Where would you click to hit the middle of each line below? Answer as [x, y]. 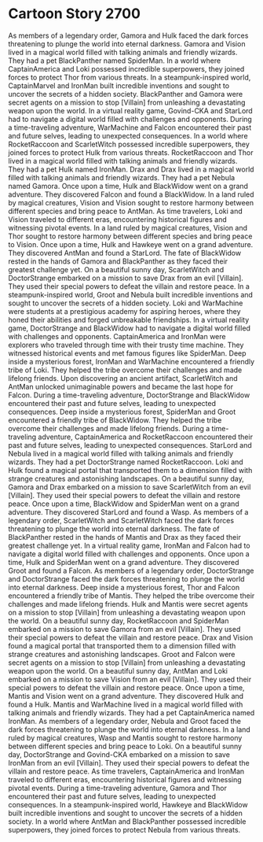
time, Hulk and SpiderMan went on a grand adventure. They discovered [124, 562]
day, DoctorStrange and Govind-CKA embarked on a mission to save [119, 754]
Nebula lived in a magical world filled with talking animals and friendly [121, 453]
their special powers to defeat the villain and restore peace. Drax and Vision [131, 637]
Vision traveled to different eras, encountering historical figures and [117, 219]
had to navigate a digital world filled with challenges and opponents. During [130, 119]
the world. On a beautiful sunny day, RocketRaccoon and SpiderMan [119, 620]
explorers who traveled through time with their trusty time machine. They [126, 345]
